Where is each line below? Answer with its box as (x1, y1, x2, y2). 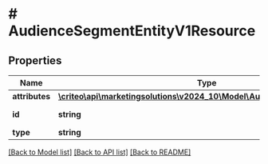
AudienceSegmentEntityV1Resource (8, 22, 256, 40)
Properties (8, 54, 62, 67)
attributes (12, 91, 50, 102)
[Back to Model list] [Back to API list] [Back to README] (8, 147, 191, 157)
